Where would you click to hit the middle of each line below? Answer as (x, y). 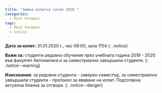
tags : (10, 23)
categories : (17, 14)
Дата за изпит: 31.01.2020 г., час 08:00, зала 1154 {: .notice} (66, 46)
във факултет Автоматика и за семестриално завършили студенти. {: (77, 60)
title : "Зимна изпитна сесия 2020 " (42, 9)
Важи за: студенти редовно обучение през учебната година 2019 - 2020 (80, 55)
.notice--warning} (23, 65)
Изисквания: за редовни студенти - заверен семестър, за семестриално (81, 75)
